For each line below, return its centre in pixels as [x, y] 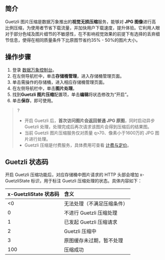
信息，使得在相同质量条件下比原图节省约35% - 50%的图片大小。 [75, 40]
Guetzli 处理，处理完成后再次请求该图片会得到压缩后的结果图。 [88, 126]
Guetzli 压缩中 [80, 231]
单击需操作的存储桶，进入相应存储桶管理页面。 [59, 82]
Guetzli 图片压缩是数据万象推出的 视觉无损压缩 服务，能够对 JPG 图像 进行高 [81, 22]
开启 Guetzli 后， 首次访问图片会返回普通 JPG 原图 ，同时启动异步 [90, 120]
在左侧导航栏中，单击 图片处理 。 [44, 88]
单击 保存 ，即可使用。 [34, 100]
